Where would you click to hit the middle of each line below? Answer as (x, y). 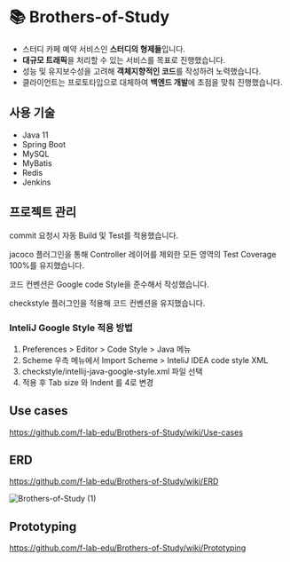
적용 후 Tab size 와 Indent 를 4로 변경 (87, 382)
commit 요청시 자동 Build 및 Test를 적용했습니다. (94, 235)
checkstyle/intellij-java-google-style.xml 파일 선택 (112, 371)
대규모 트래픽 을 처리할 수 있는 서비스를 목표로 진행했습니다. (124, 59)
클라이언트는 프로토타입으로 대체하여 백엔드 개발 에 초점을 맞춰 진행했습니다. (152, 82)
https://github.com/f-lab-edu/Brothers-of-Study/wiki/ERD (114, 481)
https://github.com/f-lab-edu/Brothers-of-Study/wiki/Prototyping (128, 548)
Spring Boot (44, 144)
